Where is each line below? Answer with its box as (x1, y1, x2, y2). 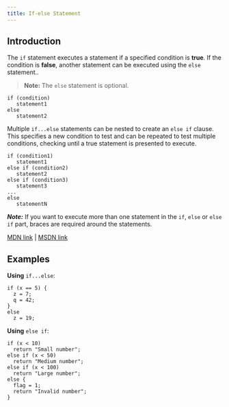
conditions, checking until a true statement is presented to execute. (7, 139, 197, 148)
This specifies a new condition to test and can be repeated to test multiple (7, 132, 216, 141)
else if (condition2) (7, 165, 69, 172)
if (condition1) (7, 152, 53, 160)
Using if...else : (7, 272, 55, 280)
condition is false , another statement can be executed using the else (7, 61, 201, 69)
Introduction (7, 36, 62, 47)
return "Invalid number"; (13, 388, 87, 395)
